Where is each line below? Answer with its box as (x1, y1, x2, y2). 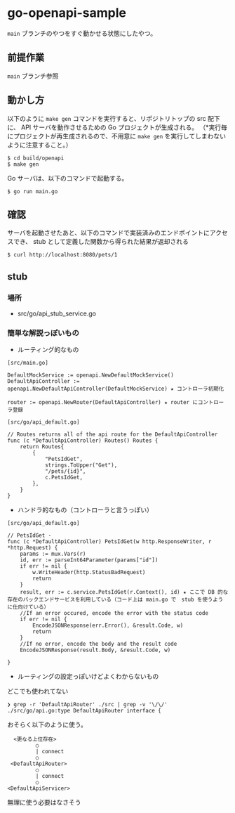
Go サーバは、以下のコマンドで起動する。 (7, 174, 128, 182)
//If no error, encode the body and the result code (20, 641, 177, 648)
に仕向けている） (7, 604, 50, 611)
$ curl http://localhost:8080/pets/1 (7, 252, 118, 259)
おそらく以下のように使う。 (7, 720, 88, 729)
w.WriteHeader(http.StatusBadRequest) (32, 569, 146, 576)
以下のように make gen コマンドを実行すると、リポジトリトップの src (7, 114, 206, 122)
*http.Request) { (7, 545, 58, 552)
